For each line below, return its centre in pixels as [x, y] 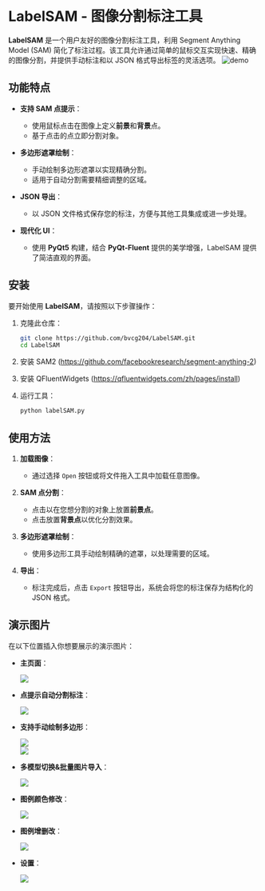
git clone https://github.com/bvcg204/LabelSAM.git [107, 338]
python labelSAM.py [52, 411]
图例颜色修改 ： [44, 799]
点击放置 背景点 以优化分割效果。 [84, 519]
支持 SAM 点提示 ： [51, 108]
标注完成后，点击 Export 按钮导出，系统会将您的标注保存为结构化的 [142, 587]
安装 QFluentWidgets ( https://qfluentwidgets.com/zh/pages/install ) [130, 379]
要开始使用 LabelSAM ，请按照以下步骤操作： [83, 306]
